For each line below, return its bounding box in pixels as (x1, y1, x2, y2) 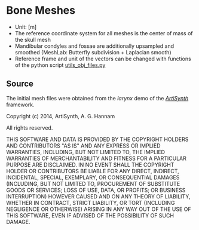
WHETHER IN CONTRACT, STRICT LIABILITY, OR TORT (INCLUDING (6, 199, 175, 206)
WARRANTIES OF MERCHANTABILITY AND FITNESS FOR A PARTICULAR (6, 155, 186, 162)
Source (6, 79, 34, 89)
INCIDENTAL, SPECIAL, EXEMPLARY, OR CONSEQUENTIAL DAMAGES (6, 174, 180, 181)
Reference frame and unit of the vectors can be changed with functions (14, 55, 191, 62)
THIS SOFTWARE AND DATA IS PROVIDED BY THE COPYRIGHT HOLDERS (6, 136, 189, 143)
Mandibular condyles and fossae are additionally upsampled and (14, 42, 174, 50)
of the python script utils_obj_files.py (14, 61, 106, 69)
